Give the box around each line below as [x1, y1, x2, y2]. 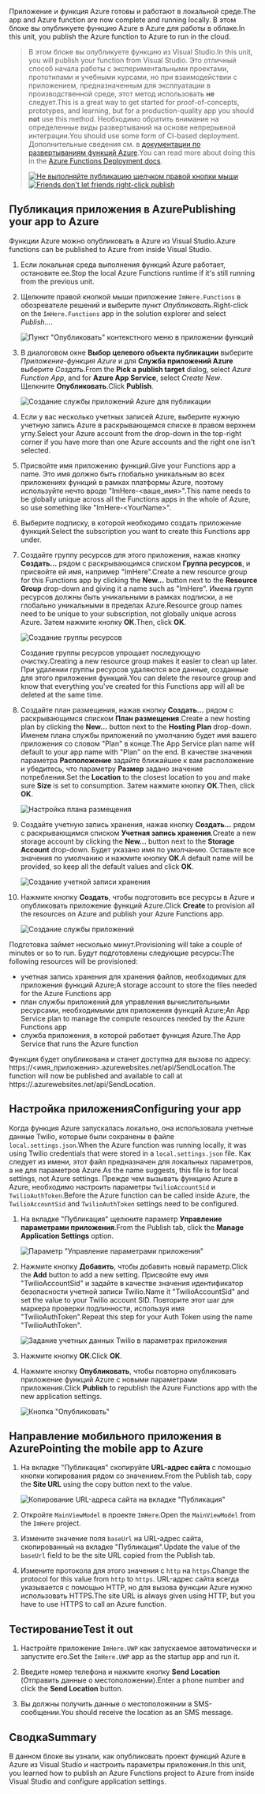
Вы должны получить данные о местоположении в [20, 1699, 192, 1709]
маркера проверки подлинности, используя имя [20, 1303, 185, 1313]
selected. [20, 446, 51, 455]
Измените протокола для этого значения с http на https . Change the [20, 1566, 250, 1575]
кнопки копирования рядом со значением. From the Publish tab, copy [20, 1471, 252, 1480]
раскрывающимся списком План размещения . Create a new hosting [20, 713, 251, 723]
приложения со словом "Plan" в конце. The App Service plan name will [20, 739, 256, 748]
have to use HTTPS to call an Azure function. [20, 1600, 167, 1609]
